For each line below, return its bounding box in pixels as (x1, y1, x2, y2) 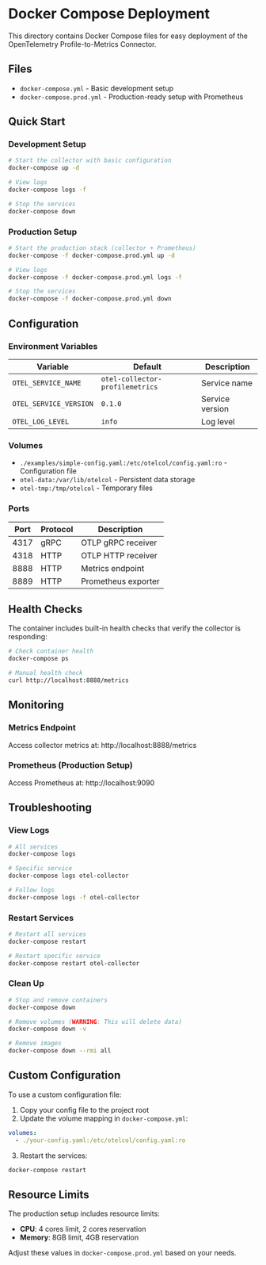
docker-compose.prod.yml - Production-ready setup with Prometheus (19, 92, 244, 102)
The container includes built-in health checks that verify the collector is (8, 623, 241, 633)
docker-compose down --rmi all (8, 1047, 112, 1055)
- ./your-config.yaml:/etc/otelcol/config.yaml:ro (15, 1136, 186, 1144)
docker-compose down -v (8, 1025, 87, 1033)
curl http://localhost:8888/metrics (8, 676, 129, 684)
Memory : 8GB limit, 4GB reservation (19, 1232, 139, 1242)
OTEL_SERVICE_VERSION (12, 399, 93, 408)
